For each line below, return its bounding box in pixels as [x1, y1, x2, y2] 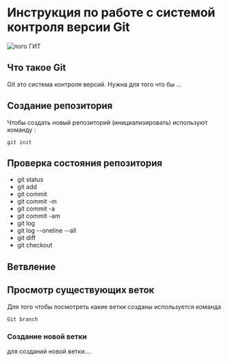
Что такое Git [7, 62, 66, 73]
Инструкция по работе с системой [7, 5, 216, 21]
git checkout [16, 241, 53, 250]
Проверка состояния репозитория [7, 157, 163, 169]
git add [16, 183, 38, 191]
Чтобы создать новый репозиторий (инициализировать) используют [7, 118, 208, 126]
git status [16, 176, 44, 184]
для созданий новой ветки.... [7, 347, 92, 355]
